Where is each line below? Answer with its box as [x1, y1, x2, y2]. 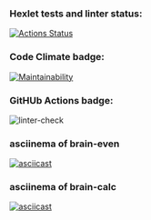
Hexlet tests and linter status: [9, 7, 143, 20]
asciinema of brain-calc [9, 181, 116, 194]
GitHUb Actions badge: [9, 94, 114, 106]
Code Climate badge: [9, 51, 105, 64]
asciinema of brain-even [9, 137, 120, 150]
